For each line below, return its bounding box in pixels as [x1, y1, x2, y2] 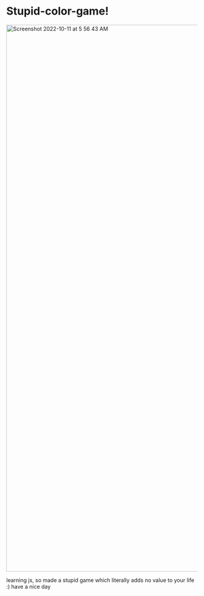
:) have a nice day [6, 583, 51, 590]
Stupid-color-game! [6, 4, 109, 18]
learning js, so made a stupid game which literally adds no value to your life [6, 576, 194, 584]
